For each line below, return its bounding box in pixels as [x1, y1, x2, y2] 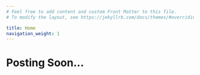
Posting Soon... [6, 56, 85, 70]
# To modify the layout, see [6, 14, 79, 20]
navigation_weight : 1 [6, 30, 60, 36]
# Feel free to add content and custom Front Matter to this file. [6, 8, 177, 15]
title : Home [6, 25, 36, 31]
